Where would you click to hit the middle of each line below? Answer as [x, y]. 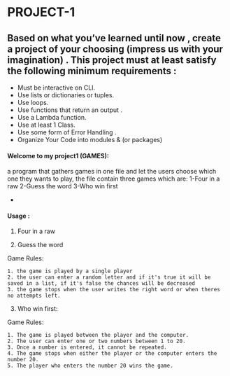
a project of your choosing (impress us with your [115, 49]
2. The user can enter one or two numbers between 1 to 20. [97, 341]
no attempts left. [34, 296]
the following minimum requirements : [92, 71]
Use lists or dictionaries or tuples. [66, 95]
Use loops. [33, 103]
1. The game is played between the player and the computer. [98, 335]
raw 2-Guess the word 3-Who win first [63, 186]
